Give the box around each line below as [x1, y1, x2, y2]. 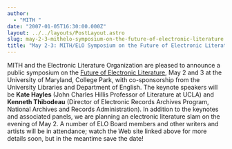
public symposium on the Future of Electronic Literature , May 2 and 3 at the [7, 68, 222, 77]
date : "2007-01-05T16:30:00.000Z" [7, 23, 107, 30]
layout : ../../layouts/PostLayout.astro [7, 29, 126, 37]
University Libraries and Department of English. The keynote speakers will [7, 83, 218, 91]
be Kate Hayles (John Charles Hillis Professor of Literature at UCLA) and [7, 90, 214, 99]
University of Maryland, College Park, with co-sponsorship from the [7, 76, 200, 83]
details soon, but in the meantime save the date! [7, 135, 144, 142]
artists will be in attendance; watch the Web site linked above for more [7, 127, 207, 135]
